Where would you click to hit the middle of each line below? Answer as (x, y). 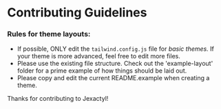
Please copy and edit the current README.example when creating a (113, 78)
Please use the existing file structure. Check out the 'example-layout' (115, 64)
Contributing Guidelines (77, 13)
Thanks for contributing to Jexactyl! (58, 99)
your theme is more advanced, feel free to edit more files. (98, 56)
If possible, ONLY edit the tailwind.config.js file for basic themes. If (116, 49)
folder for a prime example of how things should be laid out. (102, 71)
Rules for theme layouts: (49, 34)
